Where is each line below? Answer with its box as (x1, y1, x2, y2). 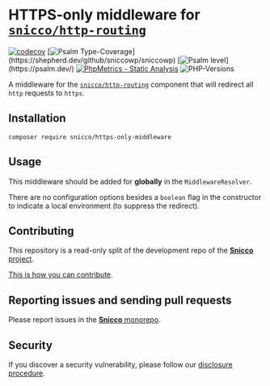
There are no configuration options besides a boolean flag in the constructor (8, 192, 262, 201)
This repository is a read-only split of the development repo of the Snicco (8, 245, 254, 256)
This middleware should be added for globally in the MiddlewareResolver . (8, 176, 252, 186)
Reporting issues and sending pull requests (8, 293, 232, 307)
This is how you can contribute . (8, 269, 113, 280)
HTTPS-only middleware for (8, 6, 200, 24)
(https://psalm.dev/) (8, 63, 74, 74)
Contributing (8, 224, 74, 238)
